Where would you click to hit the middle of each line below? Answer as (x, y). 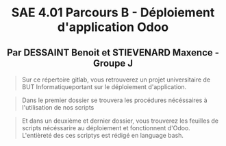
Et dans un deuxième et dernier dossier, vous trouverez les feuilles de (120, 121)
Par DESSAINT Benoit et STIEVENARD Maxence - (113, 52)
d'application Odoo (113, 27)
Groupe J (113, 63)
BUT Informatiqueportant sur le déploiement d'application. (104, 87)
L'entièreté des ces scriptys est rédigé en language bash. (103, 135)
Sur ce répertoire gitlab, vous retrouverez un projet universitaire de (116, 80)
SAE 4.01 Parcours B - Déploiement (113, 13)
